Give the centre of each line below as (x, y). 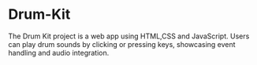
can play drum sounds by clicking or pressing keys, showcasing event (122, 44)
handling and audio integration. (59, 52)
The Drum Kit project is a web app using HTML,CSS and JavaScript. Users (129, 36)
